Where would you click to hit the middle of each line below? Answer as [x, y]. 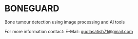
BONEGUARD [32, 9]
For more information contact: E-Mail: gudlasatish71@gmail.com [69, 31]
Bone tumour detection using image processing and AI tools [65, 22]
